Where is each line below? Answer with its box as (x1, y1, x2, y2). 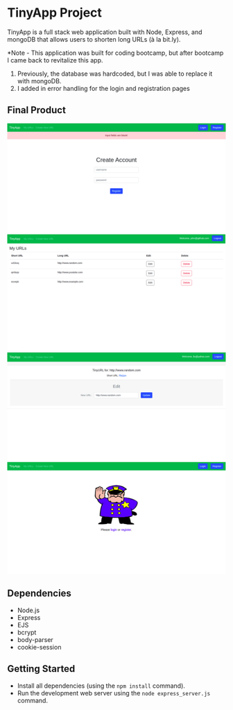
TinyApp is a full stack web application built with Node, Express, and (7, 28, 202, 36)
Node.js (17, 606, 40, 614)
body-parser (17, 635, 53, 643)
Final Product (7, 104, 66, 116)
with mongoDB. (17, 76, 62, 85)
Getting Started (7, 663, 76, 675)
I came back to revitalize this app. (7, 56, 103, 64)
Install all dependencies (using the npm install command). (17, 682, 186, 690)
